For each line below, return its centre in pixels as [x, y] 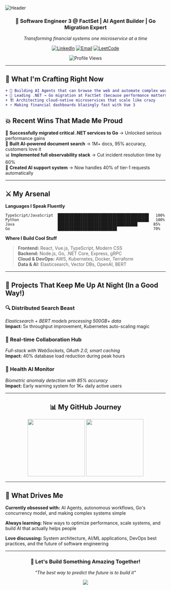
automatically [19, 173]
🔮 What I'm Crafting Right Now [54, 79]
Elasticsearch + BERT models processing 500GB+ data [63, 321]
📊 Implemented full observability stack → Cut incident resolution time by [83, 155]
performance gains [25, 138]
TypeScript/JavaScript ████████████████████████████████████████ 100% [85, 216]
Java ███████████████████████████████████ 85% [83, 224]
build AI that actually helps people [41, 528]
